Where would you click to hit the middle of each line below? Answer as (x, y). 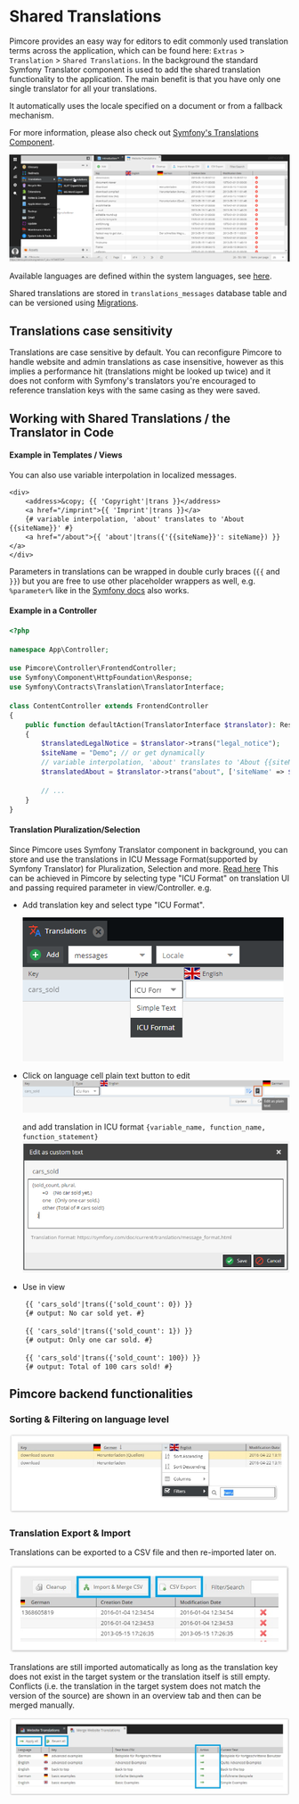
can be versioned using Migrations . (74, 303)
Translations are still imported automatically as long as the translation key (144, 1667)
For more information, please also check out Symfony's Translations (134, 132)
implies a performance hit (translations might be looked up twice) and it (140, 371)
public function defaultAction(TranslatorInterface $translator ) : (151, 724)
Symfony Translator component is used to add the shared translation (135, 70)
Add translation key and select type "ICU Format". (113, 905)
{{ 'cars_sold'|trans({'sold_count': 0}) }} (109, 1304)
